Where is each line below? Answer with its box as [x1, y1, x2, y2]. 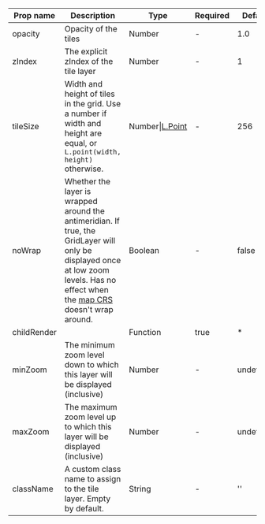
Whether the [64, 177, 111, 187]
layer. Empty [64, 493, 111, 504]
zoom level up [64, 411, 117, 422]
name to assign [64, 474, 121, 484]
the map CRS [64, 295, 113, 305]
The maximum [64, 402, 118, 412]
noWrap [12, 245, 42, 255]
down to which [64, 359, 120, 370]
